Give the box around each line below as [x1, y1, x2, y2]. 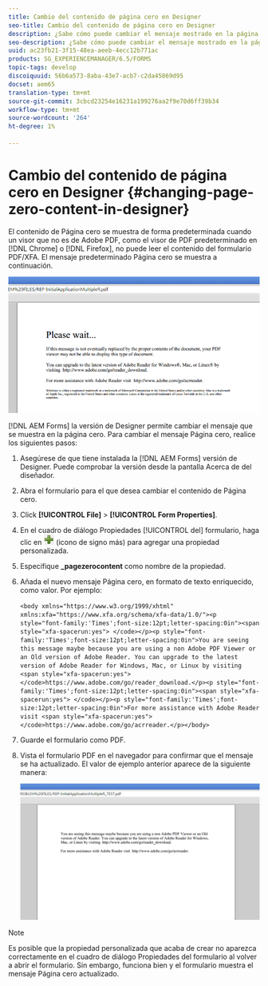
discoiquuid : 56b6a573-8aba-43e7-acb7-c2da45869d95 [8, 72, 183, 80]
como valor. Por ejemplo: [19, 585, 102, 594]
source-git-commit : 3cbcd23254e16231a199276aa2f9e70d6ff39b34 [8, 97, 219, 105]
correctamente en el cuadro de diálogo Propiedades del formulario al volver [8, 952, 258, 962]
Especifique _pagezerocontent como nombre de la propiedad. [19, 561, 226, 571]
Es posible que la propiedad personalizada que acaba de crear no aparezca [8, 944, 257, 953]
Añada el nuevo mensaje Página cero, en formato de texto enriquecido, [19, 576, 254, 586]
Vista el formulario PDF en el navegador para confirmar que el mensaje [19, 750, 254, 760]
